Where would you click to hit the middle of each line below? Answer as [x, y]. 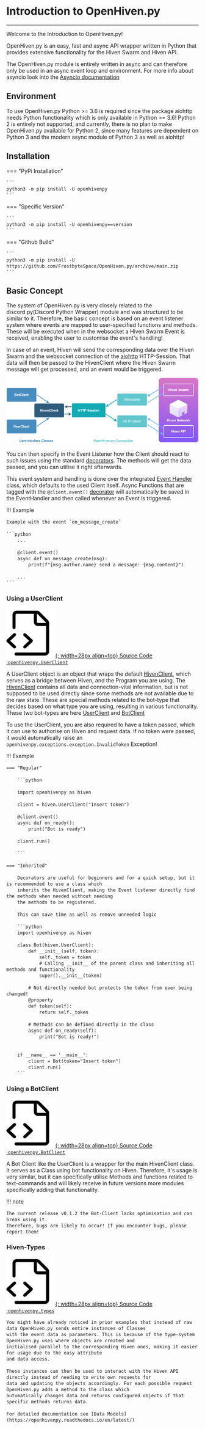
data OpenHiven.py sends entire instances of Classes [76, 1329]
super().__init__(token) [70, 976]
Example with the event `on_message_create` [64, 522]
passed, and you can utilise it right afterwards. [65, 467]
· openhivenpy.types [31, 1310]
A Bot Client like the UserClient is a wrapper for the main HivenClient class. [100, 1164]
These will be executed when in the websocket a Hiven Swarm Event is [95, 332]
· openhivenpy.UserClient [37, 662]
